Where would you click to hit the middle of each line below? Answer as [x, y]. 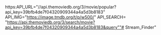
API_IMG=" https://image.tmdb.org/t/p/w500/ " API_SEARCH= [66, 17]
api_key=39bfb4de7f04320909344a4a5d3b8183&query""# [65, 27]
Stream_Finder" [140, 27]
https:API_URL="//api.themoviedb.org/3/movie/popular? [61, 7]
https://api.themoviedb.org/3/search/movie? [51, 22]
